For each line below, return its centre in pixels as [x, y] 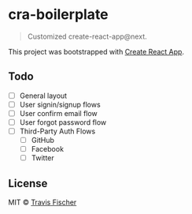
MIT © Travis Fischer [42, 202]
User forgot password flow [63, 122]
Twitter [43, 158]
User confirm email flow [59, 113]
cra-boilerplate [58, 15]
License [28, 183]
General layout [43, 96]
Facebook [48, 149]
